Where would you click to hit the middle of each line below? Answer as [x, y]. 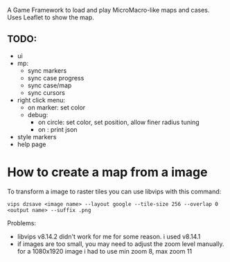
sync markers [47, 70]
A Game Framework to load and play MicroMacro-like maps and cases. [108, 10]
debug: [38, 114]
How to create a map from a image [107, 172]
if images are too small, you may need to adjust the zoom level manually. [121, 244]
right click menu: [41, 100]
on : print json [57, 129]
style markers [37, 137]
